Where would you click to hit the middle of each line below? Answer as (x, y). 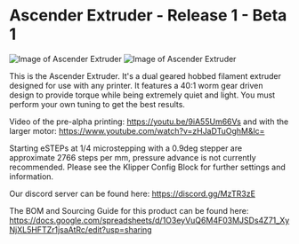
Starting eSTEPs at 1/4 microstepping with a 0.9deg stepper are (126, 148)
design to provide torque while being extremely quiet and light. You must (142, 95)
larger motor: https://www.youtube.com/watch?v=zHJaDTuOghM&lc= (137, 130)
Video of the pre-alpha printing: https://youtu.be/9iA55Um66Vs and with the (149, 122)
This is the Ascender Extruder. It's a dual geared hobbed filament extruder (145, 75)
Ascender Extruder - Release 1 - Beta (148, 16)
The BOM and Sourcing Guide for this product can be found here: (129, 210)
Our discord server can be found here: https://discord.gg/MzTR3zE (133, 193)
